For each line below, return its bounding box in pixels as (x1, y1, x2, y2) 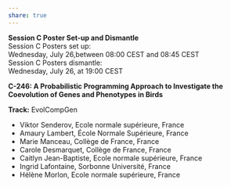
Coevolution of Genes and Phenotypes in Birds (8, 89, 163, 99)
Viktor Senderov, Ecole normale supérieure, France (19, 120, 185, 129)
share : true (8, 11, 47, 20)
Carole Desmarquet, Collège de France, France (19, 145, 171, 154)
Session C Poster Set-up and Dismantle (8, 33, 139, 42)
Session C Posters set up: (8, 41, 92, 51)
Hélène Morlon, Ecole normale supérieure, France (19, 170, 181, 179)
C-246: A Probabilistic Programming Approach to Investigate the (8, 81, 223, 91)
